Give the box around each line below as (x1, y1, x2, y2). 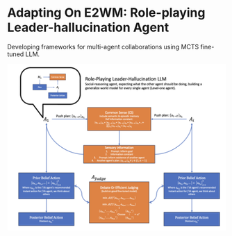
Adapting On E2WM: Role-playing (7, 5, 206, 21)
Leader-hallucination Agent (7, 19, 169, 35)
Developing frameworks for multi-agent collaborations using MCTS (7, 42, 199, 51)
